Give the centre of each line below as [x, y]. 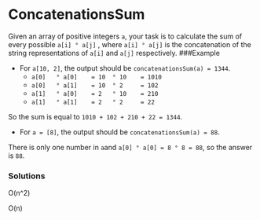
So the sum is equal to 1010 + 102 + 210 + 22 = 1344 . [95, 116]
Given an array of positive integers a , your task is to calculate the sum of [125, 36]
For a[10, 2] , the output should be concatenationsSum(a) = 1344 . [125, 68]
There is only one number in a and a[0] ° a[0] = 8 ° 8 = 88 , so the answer [130, 147]
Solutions [27, 176]
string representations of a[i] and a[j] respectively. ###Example [114, 53]
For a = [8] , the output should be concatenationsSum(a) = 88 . [119, 132]
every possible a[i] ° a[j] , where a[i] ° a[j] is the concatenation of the [130, 44]
